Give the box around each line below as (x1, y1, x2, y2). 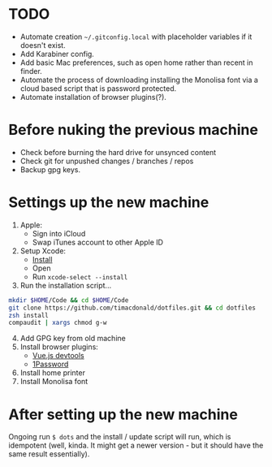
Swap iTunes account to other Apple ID (32, 237, 164, 247)
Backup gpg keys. (19, 164, 81, 175)
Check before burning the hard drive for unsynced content (19, 147, 217, 157)
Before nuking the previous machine (8, 121, 258, 139)
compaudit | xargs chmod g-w (8, 318, 107, 327)
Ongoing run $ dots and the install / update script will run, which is (8, 432, 231, 442)
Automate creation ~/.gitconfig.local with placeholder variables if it (19, 32, 253, 41)
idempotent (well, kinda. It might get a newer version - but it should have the (8, 440, 264, 451)
